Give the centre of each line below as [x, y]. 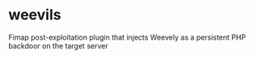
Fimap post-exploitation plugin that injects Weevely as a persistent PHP [127, 37]
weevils [35, 15]
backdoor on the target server [58, 45]
